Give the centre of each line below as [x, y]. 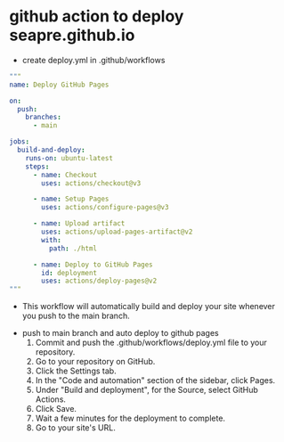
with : [52, 240]
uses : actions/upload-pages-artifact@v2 [117, 232]
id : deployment [69, 273]
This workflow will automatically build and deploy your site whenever [149, 307]
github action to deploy [97, 16]
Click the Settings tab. [76, 371]
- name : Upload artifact [79, 224]
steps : [37, 167]
